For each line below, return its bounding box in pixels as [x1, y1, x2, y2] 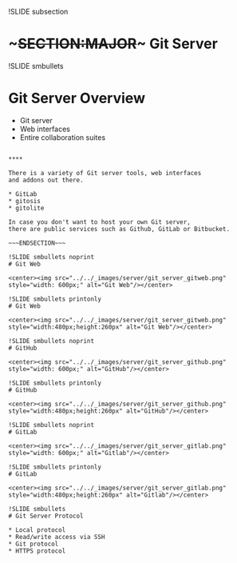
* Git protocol [8, 540, 59, 548]
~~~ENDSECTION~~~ [8, 239, 66, 247]
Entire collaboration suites [19, 132, 106, 142]
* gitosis [8, 197, 41, 205]
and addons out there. [8, 176, 84, 184]
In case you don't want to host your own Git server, [8, 218, 192, 226]
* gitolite [8, 204, 45, 212]
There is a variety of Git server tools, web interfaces [8, 169, 202, 177]
